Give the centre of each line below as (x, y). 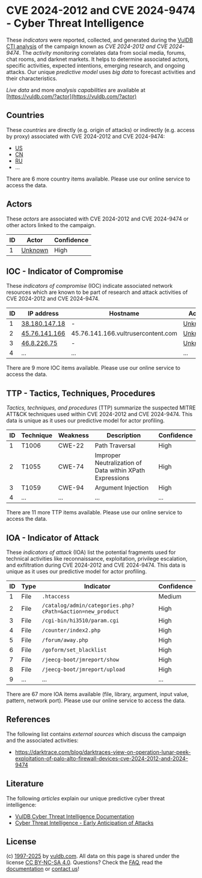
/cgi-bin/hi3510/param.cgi (80, 621)
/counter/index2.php (71, 630)
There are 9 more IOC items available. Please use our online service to (93, 368)
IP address (43, 314)
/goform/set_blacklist (74, 650)
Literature (25, 784)
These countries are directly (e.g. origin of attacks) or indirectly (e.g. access (101, 129)
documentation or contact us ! (43, 869)
